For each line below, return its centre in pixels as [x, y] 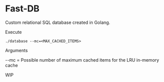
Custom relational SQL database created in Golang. [58, 22]
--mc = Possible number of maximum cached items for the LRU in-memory [82, 60]
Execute [13, 32]
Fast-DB [22, 9]
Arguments [17, 50]
